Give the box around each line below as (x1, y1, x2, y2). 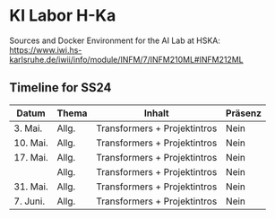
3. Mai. (13, 122, 43, 135)
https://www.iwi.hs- (9, 44, 82, 55)
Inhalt (143, 107, 169, 119)
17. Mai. (13, 151, 48, 163)
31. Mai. (13, 180, 48, 193)
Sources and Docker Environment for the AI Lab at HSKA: (9, 35, 221, 46)
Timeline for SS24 (9, 80, 112, 95)
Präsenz (225, 107, 262, 119)
